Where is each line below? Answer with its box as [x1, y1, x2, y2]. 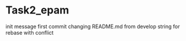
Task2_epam [5, 4, 69, 17]
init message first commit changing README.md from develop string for [5, 23, 180, 30]
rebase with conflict [5, 29, 54, 36]
